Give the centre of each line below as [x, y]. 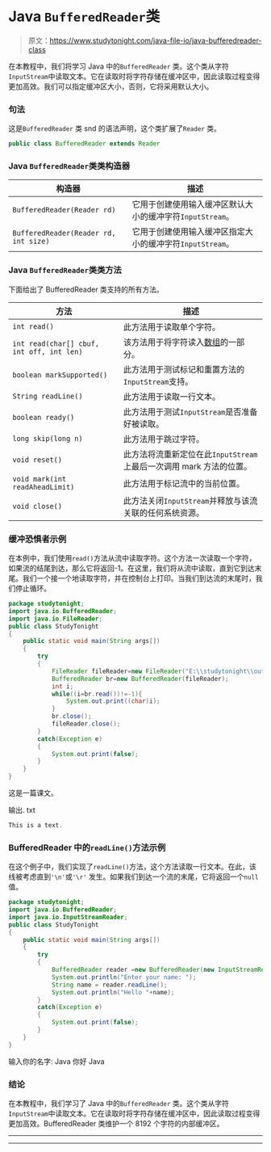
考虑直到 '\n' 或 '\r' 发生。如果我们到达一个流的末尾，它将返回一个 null [140, 877]
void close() [38, 506]
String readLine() [48, 396]
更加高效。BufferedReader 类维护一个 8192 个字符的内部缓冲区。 [116, 1123]
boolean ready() [44, 417]
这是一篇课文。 [33, 793]
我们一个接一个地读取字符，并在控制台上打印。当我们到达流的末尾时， [139, 578]
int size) [31, 242]
